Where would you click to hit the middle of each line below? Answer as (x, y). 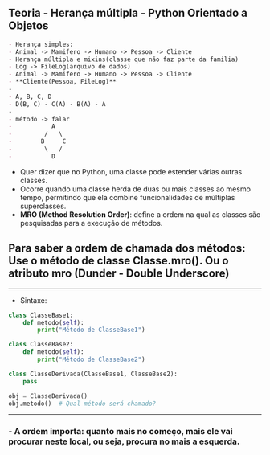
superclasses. (43, 206)
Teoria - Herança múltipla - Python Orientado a (128, 13)
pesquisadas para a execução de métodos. (91, 223)
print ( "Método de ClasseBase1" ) (92, 330)
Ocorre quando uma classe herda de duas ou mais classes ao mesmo (135, 189)
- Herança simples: (41, 44)
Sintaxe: (33, 300)
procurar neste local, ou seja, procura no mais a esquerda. (124, 441)
